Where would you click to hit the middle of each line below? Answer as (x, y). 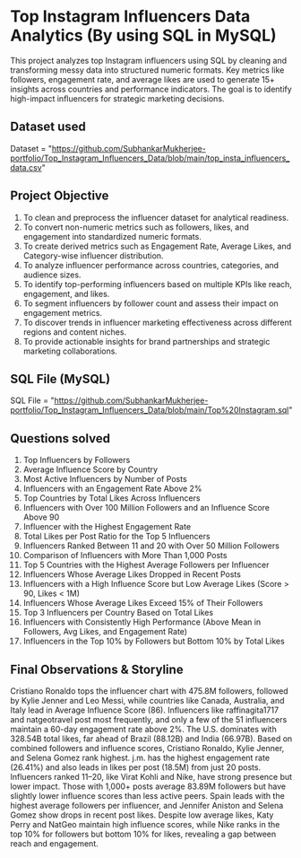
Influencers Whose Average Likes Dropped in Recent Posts (132, 574)
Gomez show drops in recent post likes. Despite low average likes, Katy (142, 815)
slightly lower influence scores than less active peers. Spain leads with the (147, 796)
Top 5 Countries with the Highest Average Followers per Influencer (146, 565)
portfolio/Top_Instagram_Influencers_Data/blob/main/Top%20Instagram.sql (150, 410)
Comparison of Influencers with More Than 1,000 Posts (125, 556)
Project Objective (60, 196)
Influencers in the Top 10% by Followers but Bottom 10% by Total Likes (154, 641)
